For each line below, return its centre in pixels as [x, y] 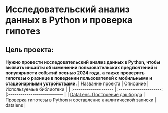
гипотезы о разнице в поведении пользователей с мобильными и [79, 78]
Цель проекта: [30, 50]
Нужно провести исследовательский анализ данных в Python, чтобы [83, 62]
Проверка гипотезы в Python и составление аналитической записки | [81, 100]
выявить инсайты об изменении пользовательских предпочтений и [81, 67]
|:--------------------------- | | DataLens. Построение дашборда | [75, 94]
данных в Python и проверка [69, 20]
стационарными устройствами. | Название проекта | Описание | [77, 83]
